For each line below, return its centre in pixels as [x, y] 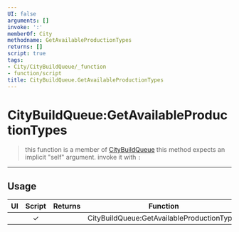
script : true [27, 54]
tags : [15, 60]
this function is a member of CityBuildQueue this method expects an [125, 150]
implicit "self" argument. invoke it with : [83, 158]
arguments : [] [28, 21]
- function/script [34, 73]
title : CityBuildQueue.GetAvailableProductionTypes [85, 80]
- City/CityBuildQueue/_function [57, 67]
